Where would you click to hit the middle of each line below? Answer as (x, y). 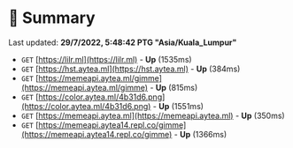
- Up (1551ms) (178, 106)
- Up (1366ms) (200, 134)
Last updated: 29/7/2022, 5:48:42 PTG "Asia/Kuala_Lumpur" (123, 42)
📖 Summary (52, 18)
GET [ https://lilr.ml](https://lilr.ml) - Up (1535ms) (106, 59)
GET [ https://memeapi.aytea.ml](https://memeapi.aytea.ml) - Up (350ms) (153, 115)
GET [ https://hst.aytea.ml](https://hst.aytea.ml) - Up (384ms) (131, 69)
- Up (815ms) (173, 87)
